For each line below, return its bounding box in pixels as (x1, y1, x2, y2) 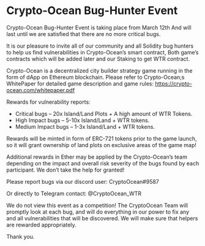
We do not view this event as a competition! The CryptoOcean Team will (6, 201, 188, 209)
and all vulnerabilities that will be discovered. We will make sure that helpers (6, 214, 198, 222)
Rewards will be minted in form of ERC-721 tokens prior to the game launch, (6, 135, 197, 142)
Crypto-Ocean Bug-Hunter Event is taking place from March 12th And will (6, 24, 192, 31)
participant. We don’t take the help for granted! (6, 166, 125, 173)
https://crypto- (155, 80, 193, 87)
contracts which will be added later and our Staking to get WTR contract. (6, 55, 190, 62)
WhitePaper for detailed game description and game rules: (6, 80, 154, 87)
